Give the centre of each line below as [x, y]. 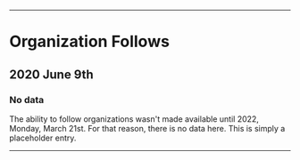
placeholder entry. [43, 138]
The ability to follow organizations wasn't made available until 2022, [134, 119]
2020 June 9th [51, 74]
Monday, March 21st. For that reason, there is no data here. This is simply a [147, 128]
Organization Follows [89, 42]
